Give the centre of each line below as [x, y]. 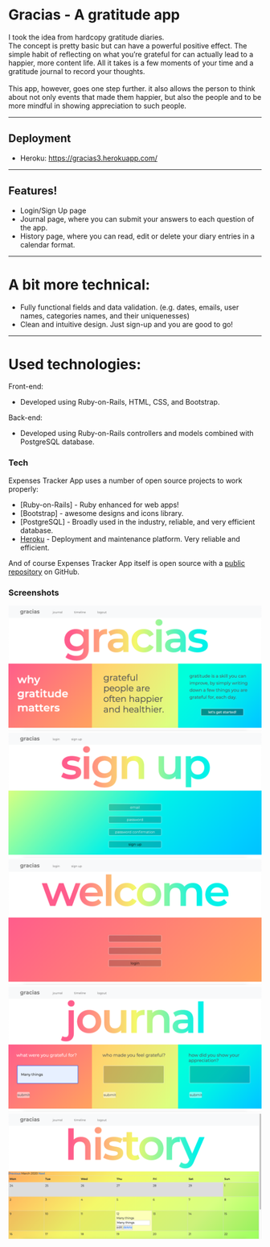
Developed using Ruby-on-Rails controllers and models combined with [137, 434]
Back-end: [25, 418]
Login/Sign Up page [53, 210]
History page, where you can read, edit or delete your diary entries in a [137, 236]
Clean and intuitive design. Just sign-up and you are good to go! [126, 324]
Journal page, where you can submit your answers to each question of [137, 218]
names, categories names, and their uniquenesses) [105, 315]
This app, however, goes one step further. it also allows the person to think [132, 88]
